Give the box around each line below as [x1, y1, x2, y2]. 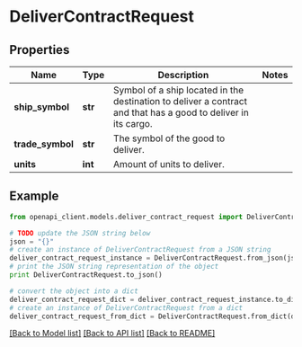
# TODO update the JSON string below [9, 228, 151, 237]
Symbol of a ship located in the [113, 84, 244, 96]
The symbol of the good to [113, 132, 226, 145]
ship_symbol [13, 101, 70, 113]
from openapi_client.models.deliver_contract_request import [9, 212, 244, 221]
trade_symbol [13, 138, 75, 150]
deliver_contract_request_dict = [9, 295, 135, 304]
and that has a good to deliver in [113, 106, 249, 119]
